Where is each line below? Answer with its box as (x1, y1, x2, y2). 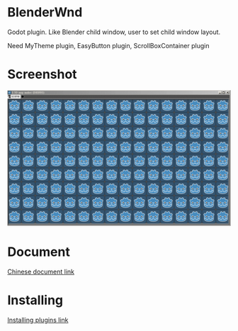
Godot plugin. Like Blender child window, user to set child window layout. (7, 28, 221, 36)
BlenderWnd (7, 4, 83, 21)
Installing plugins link (7, 315, 69, 324)
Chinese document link (7, 267, 75, 276)
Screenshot (7, 67, 77, 82)
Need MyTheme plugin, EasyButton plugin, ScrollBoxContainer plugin (7, 41, 210, 50)
